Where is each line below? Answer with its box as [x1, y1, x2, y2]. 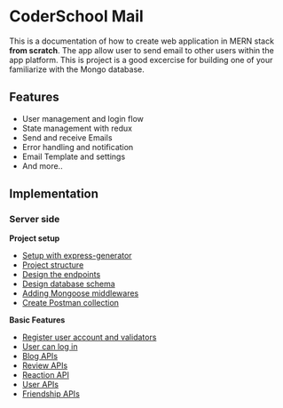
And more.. [21, 160, 64, 171]
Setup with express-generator [21, 251, 132, 261]
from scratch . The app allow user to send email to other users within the [9, 44, 275, 55]
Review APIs [21, 360, 68, 371]
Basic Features [9, 315, 66, 325]
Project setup [9, 233, 60, 244]
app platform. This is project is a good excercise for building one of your [9, 54, 273, 65]
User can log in [21, 341, 78, 352]
